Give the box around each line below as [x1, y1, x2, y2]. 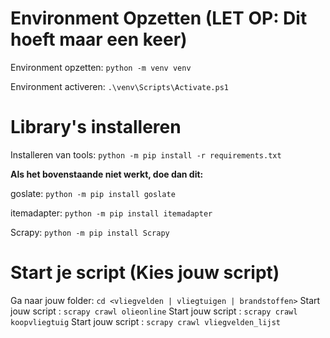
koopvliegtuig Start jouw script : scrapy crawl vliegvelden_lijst [10, 315, 281, 327]
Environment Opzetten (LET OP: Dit [10, 7, 308, 30]
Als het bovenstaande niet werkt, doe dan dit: [10, 168, 204, 180]
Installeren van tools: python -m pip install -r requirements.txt [10, 148, 282, 161]
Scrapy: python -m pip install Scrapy [10, 226, 170, 238]
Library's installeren [10, 116, 182, 139]
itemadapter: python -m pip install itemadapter [10, 207, 213, 219]
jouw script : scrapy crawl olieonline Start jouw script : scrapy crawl [10, 305, 298, 317]
